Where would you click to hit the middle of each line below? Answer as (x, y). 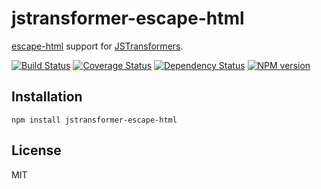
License (36, 150)
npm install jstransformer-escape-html (94, 120)
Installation (47, 97)
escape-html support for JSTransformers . (97, 46)
